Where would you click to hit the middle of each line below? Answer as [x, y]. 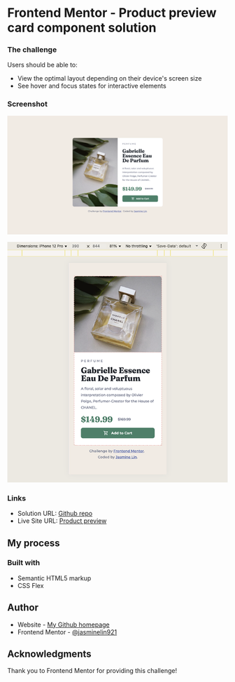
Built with [24, 563]
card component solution [82, 28]
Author [23, 608]
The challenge [32, 50]
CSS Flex [30, 585]
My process [34, 543]
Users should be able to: [43, 65]
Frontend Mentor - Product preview [112, 13]
